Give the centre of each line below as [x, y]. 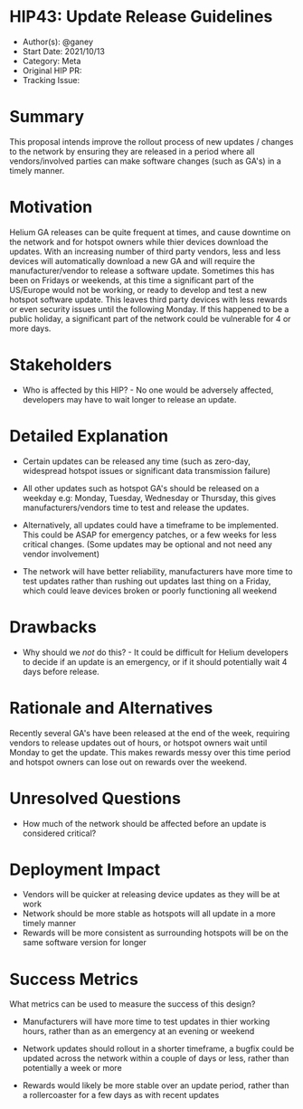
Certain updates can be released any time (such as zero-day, [137, 461]
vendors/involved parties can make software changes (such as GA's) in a [146, 161]
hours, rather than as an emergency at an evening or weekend [138, 1031]
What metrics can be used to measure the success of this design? [133, 1004]
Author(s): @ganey [57, 42]
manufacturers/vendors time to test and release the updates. [136, 507]
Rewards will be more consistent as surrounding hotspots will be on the [156, 933]
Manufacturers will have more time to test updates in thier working [146, 1022]
